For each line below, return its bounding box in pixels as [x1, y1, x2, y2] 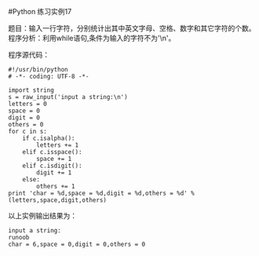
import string [8, 86, 55, 94]
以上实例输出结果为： [8, 211, 77, 220]
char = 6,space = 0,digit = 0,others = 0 [8, 240, 146, 248]
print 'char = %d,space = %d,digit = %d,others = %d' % [8, 189, 195, 197]
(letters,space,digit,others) [8, 196, 108, 204]
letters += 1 [36, 141, 79, 149]
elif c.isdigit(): [22, 162, 82, 170]
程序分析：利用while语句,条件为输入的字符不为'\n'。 [8, 34, 176, 42]
